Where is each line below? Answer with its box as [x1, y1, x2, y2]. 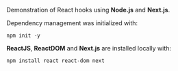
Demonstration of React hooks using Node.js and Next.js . [6, 6, 170, 14]
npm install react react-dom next [6, 57, 105, 64]
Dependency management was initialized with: [6, 19, 138, 27]
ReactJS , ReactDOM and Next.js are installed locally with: [6, 44, 172, 52]
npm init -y [6, 32, 40, 39]
